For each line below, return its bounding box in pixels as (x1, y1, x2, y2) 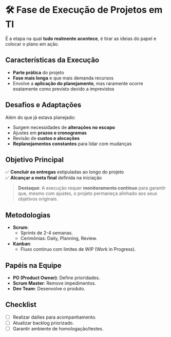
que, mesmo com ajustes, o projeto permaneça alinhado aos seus (17, 190, 158, 196)
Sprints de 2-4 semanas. (20, 230, 73, 236)
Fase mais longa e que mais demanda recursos (12, 75, 114, 81)
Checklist (5, 301, 37, 309)
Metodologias (5, 211, 51, 220)
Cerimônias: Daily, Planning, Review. (20, 235, 98, 242)
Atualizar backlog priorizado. (12, 320, 74, 326)
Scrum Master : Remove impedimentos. (12, 280, 97, 286)
